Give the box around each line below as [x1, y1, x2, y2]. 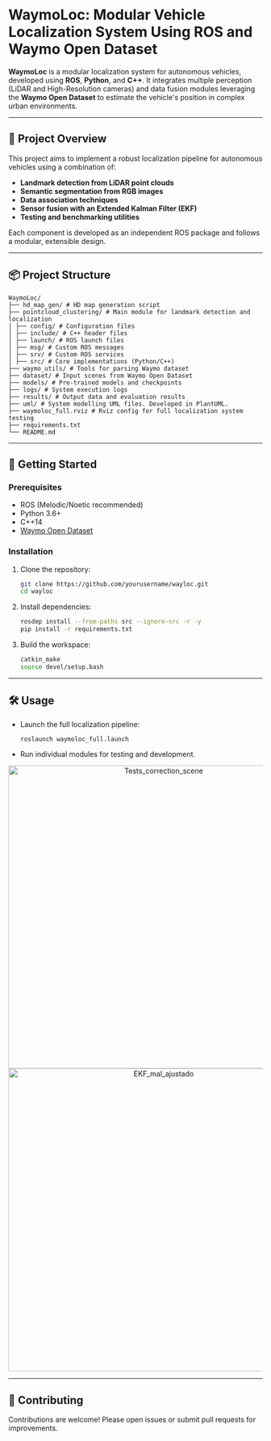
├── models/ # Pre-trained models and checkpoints [8, 378, 182, 387]
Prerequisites [8, 481, 62, 493]
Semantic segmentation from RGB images [19, 186, 164, 195]
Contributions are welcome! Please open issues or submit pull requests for [8, 1415, 256, 1425]
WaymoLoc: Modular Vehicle [8, 6, 206, 24]
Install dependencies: [19, 602, 92, 611]
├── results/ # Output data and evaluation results [8, 393, 186, 401]
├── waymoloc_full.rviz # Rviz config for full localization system [8, 406, 244, 415]
